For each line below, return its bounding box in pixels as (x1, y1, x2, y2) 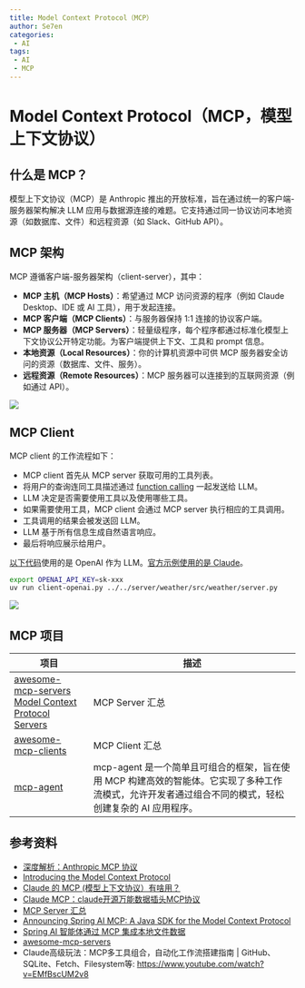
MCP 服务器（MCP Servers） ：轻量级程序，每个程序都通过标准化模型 (22, 324, 281, 335)
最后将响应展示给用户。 (22, 538, 111, 548)
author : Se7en (9, 22, 64, 31)
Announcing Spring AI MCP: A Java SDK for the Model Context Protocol (22, 914, 291, 926)
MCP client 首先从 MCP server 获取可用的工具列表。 (22, 469, 218, 480)
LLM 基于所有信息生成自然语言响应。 (22, 526, 162, 537)
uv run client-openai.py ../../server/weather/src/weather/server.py (9, 583, 279, 593)
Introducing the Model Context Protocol (22, 871, 171, 882)
